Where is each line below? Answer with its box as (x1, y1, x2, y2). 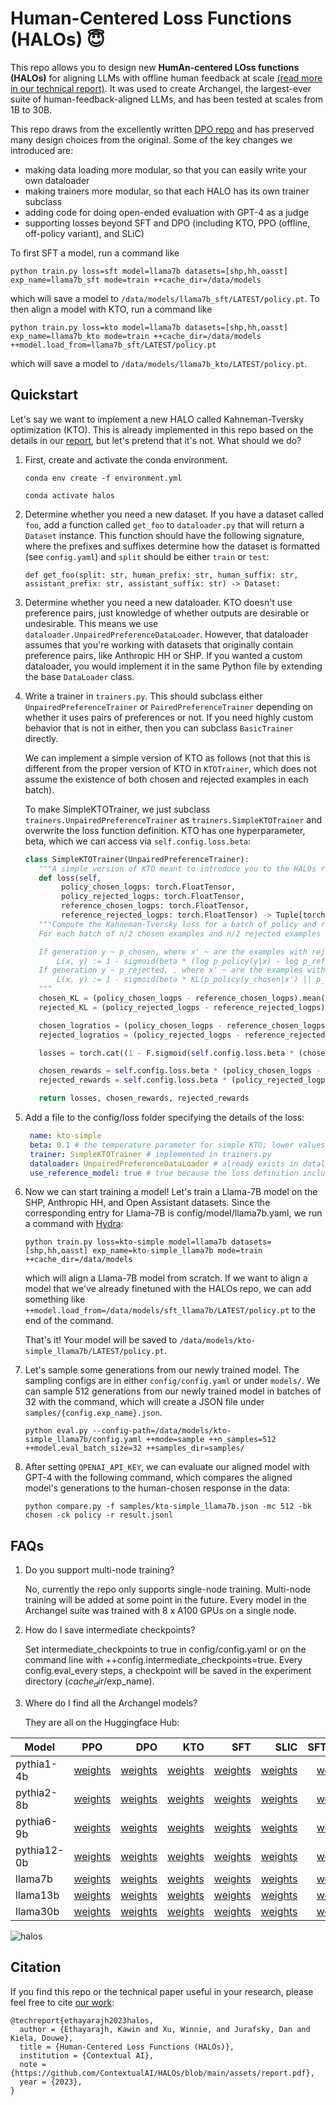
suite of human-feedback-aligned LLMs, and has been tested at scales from (10, 93, 324, 105)
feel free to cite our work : (10, 1996, 115, 2008)
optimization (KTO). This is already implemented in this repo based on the (10, 423, 314, 436)
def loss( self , (38, 873, 102, 883)
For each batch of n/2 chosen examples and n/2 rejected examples (38, 928, 322, 939)
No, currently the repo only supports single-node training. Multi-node (24, 1583, 312, 1596)
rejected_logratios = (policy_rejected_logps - (38, 1030, 241, 1040)
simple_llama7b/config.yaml (24, 1435, 142, 1445)
